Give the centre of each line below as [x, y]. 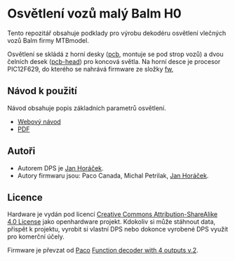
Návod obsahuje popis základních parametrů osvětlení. [87, 108]
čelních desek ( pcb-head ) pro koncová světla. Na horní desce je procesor [114, 61]
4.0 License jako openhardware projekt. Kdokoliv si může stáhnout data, [112, 222]
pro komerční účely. [36, 236]
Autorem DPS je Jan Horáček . [60, 168]
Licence [25, 198]
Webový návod [39, 121]
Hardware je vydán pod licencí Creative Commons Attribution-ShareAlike [113, 214]
